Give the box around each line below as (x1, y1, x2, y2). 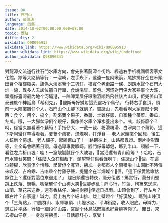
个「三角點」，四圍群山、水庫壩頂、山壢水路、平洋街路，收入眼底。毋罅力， (5, 200, 161, 206)
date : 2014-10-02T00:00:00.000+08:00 (5, 26, 84, 31)
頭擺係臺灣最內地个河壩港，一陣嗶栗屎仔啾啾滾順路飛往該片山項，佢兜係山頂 (5, 93, 163, 99)
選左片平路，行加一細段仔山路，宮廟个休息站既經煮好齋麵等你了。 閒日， (5, 206, 155, 212)
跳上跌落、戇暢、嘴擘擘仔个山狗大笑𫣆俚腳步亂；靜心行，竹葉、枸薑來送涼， (5, 181, 161, 187)
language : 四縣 (5, 21, 35, 27)
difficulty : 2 (5, 36, 35, 41)
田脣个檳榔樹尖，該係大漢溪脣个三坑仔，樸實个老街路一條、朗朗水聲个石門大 (5, 81, 163, 87)
